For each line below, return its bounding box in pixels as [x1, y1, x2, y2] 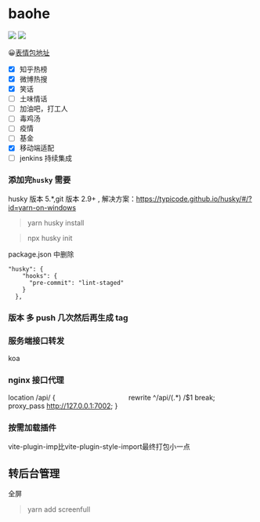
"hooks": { [22, 272, 58, 279]
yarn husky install [27, 217, 85, 228]
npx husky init [27, 233, 73, 243]
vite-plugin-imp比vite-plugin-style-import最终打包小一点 [8, 441, 190, 451]
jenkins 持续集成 [19, 153, 73, 162]
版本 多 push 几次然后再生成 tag [8, 312, 128, 323]
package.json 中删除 [8, 249, 74, 259]
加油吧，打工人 [19, 104, 68, 114]
